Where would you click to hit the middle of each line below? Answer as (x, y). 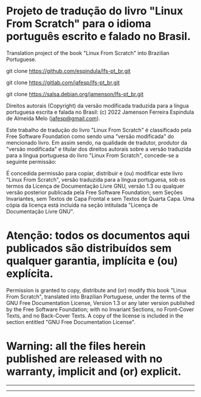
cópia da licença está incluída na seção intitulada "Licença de (82, 205)
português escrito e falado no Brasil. (99, 36)
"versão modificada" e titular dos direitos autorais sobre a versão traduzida (99, 149)
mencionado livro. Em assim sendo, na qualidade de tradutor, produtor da (97, 142)
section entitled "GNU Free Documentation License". (71, 322)
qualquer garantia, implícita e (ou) (92, 261)
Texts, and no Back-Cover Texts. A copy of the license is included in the (95, 316)
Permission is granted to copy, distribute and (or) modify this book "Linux (97, 290)
